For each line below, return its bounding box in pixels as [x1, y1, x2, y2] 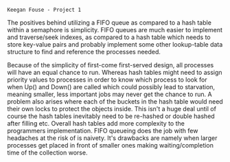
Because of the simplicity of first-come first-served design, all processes [7, 61, 214, 69]
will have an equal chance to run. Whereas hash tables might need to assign [7, 69, 222, 76]
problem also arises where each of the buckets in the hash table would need [7, 97, 223, 106]
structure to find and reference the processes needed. [7, 48, 161, 56]
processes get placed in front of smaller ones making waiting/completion [7, 141, 214, 149]
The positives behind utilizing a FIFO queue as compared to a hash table [7, 19, 211, 27]
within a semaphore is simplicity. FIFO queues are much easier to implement [7, 26, 223, 34]
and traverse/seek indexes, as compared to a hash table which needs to [7, 33, 211, 41]
